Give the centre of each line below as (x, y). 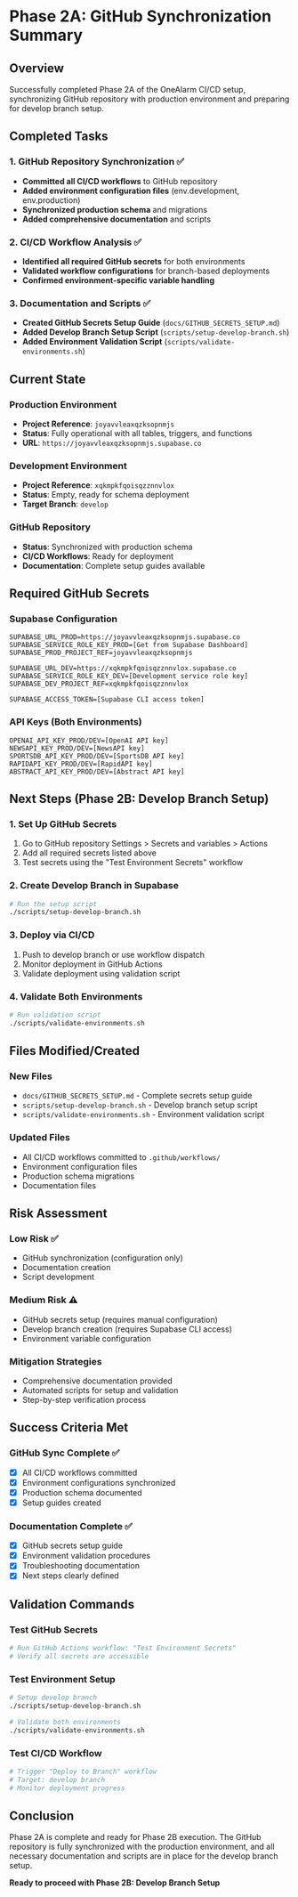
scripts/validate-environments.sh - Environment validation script (143, 1115)
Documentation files (59, 1185)
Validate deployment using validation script (101, 973)
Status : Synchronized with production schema (107, 547)
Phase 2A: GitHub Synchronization (141, 16)
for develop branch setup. (57, 108)
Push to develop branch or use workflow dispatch (113, 954)
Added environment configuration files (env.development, (131, 191)
